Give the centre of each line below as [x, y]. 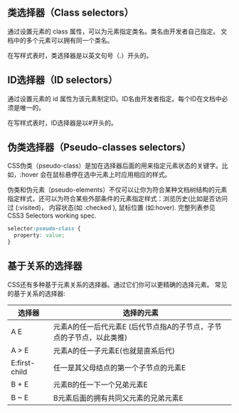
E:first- [23, 362]
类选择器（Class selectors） [70, 13]
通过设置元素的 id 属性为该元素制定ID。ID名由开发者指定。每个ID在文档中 [115, 98]
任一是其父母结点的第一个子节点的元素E [119, 367]
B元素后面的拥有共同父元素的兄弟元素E [118, 398]
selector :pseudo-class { [44, 229]
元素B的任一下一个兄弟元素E [100, 384]
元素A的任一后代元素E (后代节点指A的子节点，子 [134, 327]
